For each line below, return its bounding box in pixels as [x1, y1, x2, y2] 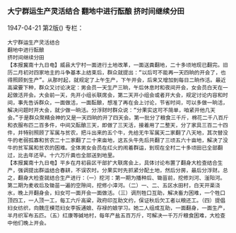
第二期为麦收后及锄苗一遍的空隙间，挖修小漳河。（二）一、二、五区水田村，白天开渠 [7, 182, 216, 189]
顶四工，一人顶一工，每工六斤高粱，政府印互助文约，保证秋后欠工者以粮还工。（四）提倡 [7, 197, 226, 205]
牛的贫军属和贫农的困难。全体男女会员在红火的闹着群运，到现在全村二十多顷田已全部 [7, 144, 218, 152]
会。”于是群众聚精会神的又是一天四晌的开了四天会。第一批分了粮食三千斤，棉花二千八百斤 [7, 115, 229, 122]
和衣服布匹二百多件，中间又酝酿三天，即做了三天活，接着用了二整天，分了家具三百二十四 [7, 122, 228, 129]
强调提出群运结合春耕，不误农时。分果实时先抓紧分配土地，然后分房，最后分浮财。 [17, 167, 223, 174]
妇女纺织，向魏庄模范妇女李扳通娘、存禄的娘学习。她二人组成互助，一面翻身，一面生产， [7, 205, 228, 212]
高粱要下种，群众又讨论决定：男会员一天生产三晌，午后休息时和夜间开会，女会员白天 [7, 84, 218, 91]
